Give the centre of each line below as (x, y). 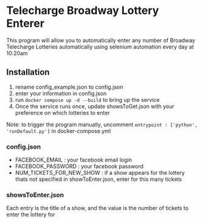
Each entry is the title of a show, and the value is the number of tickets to (98, 208)
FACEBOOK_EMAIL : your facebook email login (74, 160)
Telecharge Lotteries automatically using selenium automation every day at (100, 47)
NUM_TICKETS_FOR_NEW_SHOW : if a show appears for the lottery (100, 173)
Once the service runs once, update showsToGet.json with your (95, 106)
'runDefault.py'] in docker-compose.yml (59, 131)
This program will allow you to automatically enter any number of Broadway (101, 40)
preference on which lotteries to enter (63, 112)
